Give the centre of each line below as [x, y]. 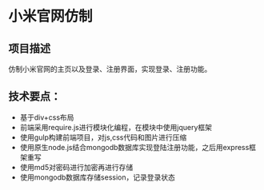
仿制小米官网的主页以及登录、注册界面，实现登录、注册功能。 [110, 69]
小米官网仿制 [51, 16]
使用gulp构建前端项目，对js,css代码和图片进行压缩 [103, 137]
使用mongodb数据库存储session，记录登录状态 [98, 177]
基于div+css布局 [47, 117]
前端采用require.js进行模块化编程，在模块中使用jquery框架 [116, 127]
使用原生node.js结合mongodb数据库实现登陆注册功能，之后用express [134, 147]
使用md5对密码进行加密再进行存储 [76, 167]
